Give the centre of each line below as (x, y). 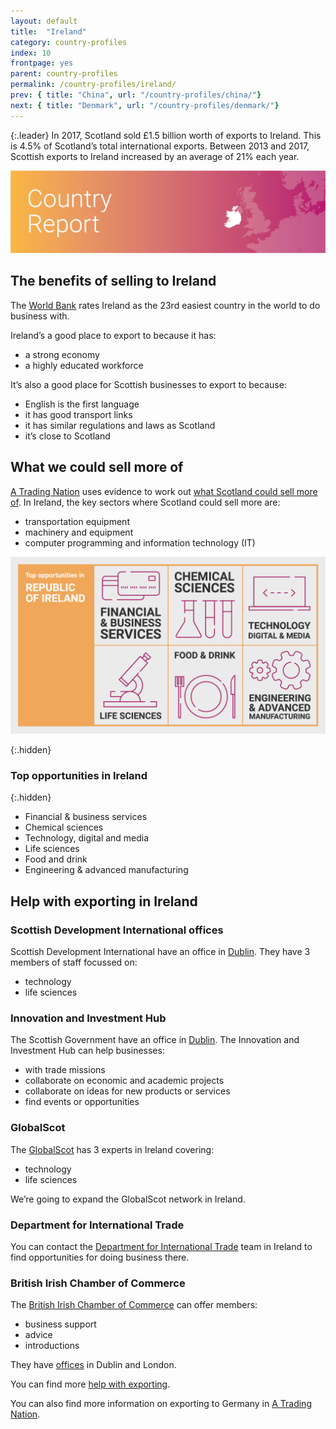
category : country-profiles (69, 42)
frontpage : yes (42, 63)
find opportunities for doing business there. (100, 1257)
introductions (52, 1346)
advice (38, 1335)
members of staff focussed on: (74, 962)
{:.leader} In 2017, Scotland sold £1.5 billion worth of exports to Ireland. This (166, 135)
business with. (40, 316)
